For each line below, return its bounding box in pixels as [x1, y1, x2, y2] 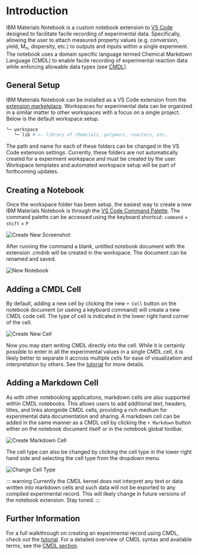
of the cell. [6, 319, 33, 326]
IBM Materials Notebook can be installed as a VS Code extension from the [6, 96, 187, 103]
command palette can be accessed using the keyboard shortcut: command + [6, 214, 188, 221]
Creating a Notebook [6, 185, 85, 195]
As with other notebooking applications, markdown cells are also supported [6, 394, 190, 401]
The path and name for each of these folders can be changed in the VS [6, 142, 180, 150]
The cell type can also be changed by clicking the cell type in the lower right [6, 448, 192, 455]
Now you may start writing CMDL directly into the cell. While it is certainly [6, 341, 185, 348]
